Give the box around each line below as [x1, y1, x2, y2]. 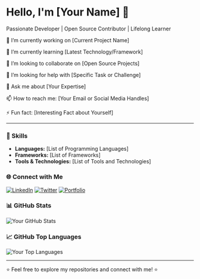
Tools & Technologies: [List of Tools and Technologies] [14, 158, 151, 165]
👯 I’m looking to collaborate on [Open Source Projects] [6, 60, 140, 67]
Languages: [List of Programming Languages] [14, 145, 129, 153]
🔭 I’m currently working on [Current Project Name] [6, 36, 130, 44]
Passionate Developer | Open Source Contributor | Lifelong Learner [6, 25, 171, 32]
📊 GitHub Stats [6, 201, 52, 210]
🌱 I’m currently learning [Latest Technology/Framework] [6, 48, 143, 55]
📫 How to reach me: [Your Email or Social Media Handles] [6, 95, 149, 102]
